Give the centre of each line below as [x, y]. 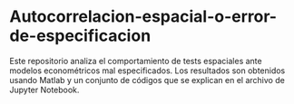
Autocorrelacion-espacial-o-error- [143, 17]
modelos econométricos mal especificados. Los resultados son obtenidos [147, 71]
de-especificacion [80, 36]
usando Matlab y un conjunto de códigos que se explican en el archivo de [147, 80]
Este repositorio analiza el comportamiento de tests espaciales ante [136, 61]
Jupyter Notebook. [44, 90]
